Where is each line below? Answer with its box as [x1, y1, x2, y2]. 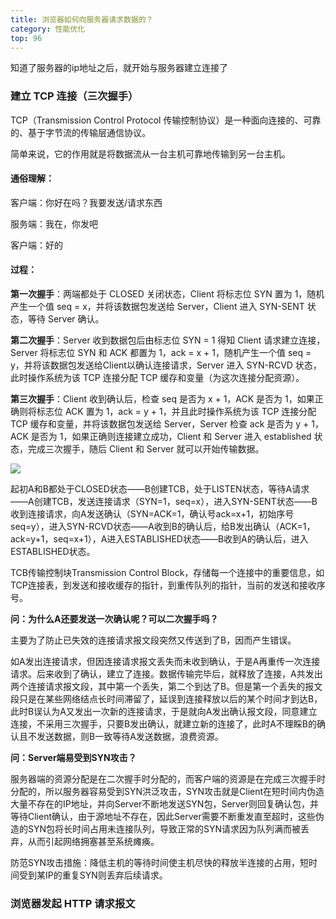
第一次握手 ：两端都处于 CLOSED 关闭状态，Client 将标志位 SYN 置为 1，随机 [10, 288, 325, 300]
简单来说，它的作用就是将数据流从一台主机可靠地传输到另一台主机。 [10, 147, 291, 160]
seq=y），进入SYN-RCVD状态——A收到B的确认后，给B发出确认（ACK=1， [10, 521, 316, 533]
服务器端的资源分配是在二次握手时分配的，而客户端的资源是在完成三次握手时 [10, 773, 326, 785]
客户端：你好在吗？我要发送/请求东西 [10, 196, 163, 208]
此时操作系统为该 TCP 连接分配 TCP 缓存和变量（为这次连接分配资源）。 [10, 372, 305, 384]
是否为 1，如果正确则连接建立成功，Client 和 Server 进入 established [30, 431, 312, 443]
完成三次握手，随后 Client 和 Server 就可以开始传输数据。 [27, 443, 265, 455]
